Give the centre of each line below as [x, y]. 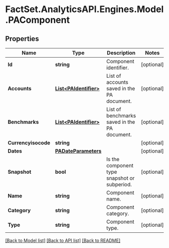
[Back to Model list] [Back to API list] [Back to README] [63, 240]
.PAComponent [37, 20]
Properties [22, 39]
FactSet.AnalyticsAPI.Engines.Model [84, 9]
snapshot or [120, 178]
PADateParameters [78, 151]
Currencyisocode [29, 143]
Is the [113, 159]
